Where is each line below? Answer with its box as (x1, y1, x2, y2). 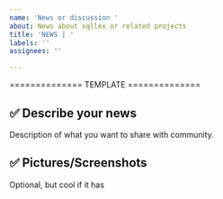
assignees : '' (9, 47, 63, 56)
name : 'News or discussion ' (9, 13, 119, 23)
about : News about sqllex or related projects (9, 22, 187, 31)
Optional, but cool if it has (9, 179, 105, 190)
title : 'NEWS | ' (9, 30, 75, 39)
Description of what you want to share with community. (9, 129, 214, 140)
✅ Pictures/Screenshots (9, 155, 147, 171)
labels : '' (9, 38, 50, 48)
